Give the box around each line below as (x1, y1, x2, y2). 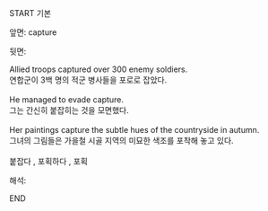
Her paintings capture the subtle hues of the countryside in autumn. (9, 125, 260, 135)
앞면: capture (9, 27, 57, 38)
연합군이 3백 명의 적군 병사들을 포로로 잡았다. (9, 75, 168, 85)
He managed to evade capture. (9, 94, 124, 105)
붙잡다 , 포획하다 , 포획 (9, 156, 88, 166)
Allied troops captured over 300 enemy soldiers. (9, 64, 188, 75)
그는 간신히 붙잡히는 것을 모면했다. (9, 105, 129, 115)
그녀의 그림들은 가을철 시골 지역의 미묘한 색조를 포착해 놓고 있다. (9, 136, 235, 145)
